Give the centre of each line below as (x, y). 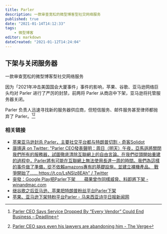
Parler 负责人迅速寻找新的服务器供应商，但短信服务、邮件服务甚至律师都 (80, 110)
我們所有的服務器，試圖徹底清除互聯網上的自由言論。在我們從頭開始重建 (86, 154)
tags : (11, 28)
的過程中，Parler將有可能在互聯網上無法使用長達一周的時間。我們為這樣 (86, 160)
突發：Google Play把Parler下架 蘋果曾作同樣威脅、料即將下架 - (80, 179)
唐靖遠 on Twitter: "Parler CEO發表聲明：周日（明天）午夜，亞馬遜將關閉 (87, 148)
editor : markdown (23, 38)
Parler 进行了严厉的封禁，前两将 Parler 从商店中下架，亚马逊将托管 (88, 93)
